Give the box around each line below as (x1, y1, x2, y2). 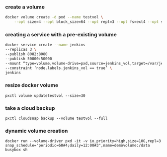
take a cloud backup (5, 104, 55, 111)
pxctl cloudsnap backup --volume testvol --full (5, 116, 108, 121)
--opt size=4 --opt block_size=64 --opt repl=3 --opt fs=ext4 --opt (14, 19, 159, 24)
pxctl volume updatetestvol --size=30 (5, 93, 85, 98)
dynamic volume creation (5, 127, 68, 134)
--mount (5, 61, 21, 66)
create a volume (5, 3, 45, 10)
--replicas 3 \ (5, 47, 37, 52)
